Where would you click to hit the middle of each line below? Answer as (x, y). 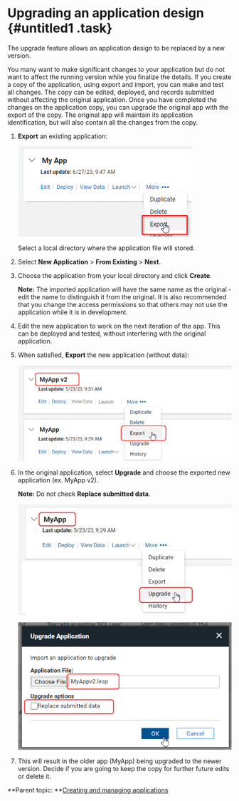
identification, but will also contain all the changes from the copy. (102, 122)
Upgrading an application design (106, 13)
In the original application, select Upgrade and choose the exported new (124, 472)
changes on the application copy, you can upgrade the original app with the (118, 107)
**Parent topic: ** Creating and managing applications (88, 790)
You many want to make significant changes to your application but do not (116, 69)
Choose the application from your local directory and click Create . (115, 275)
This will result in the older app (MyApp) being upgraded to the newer (119, 761)
